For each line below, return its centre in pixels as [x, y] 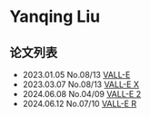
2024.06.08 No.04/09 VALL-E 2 [82, 94]
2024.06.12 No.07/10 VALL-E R [80, 103]
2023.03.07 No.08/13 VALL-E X [80, 84]
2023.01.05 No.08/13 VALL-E [76, 75]
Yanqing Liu [55, 17]
